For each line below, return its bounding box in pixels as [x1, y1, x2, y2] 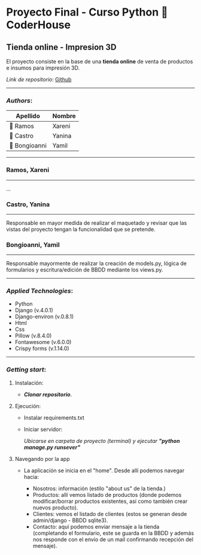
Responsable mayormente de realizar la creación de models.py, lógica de [6, 260, 187, 267]
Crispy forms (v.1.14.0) [14, 345, 70, 352]
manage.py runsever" [23, 444, 81, 451]
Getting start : [6, 366, 47, 374]
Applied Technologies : [6, 287, 74, 295]
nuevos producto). [32, 503, 78, 511]
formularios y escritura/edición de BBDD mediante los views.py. [6, 266, 163, 273]
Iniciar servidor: [23, 426, 63, 433]
